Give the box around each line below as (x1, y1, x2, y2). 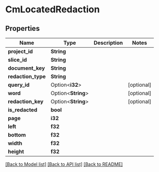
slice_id (8, 56, 27, 63)
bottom (8, 131, 26, 138)
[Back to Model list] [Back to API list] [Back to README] (5, 161, 123, 167)
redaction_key (8, 98, 44, 105)
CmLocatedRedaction (5, 4, 100, 15)
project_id (8, 48, 33, 55)
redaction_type (8, 73, 46, 80)
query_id (8, 81, 30, 88)
